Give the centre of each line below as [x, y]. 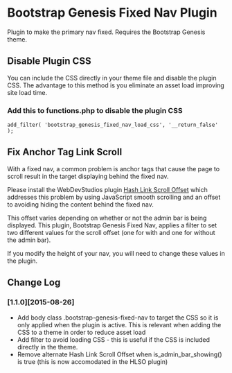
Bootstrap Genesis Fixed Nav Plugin [112, 13]
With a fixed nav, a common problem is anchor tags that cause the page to [114, 168]
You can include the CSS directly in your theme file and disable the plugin [112, 78]
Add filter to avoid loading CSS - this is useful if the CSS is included [113, 339]
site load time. [27, 92]
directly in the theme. [47, 347]
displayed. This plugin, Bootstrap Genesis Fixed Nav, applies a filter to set [112, 225]
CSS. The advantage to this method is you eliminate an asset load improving [116, 85]
